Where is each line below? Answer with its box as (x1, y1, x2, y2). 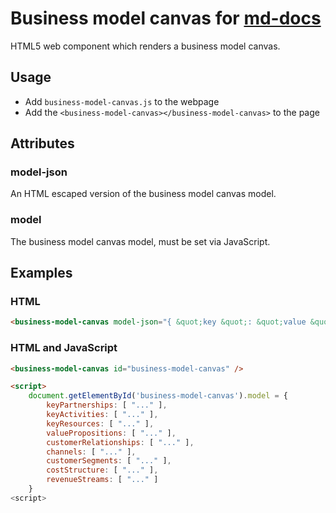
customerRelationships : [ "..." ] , (46, 437, 195, 447)
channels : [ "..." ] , (46, 447, 137, 457)
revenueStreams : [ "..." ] (46, 475, 159, 485)
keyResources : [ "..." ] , (46, 418, 155, 429)
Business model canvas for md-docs (10, 7, 322, 30)
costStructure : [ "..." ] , (46, 465, 159, 476)
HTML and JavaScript (10, 341, 118, 355)
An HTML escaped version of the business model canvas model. (10, 188, 277, 200)
